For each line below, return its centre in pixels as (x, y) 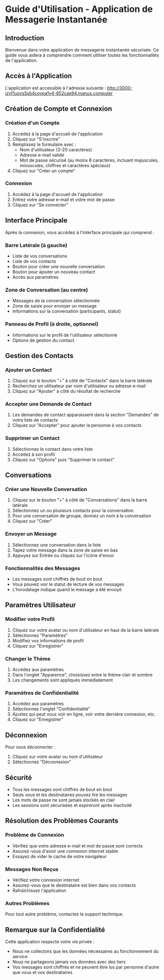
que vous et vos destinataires (42, 973)
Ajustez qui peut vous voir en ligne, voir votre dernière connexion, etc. (84, 714)
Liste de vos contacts (34, 261)
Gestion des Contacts (39, 356)
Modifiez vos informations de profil (48, 640)
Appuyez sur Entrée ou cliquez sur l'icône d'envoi (63, 555)
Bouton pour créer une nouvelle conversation (58, 266)
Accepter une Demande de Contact (48, 404)
